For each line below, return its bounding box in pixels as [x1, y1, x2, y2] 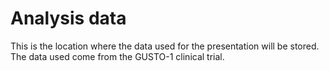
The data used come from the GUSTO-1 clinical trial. [10, 50, 225, 62]
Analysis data [10, 7, 127, 30]
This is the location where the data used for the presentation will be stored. [10, 40, 320, 52]
